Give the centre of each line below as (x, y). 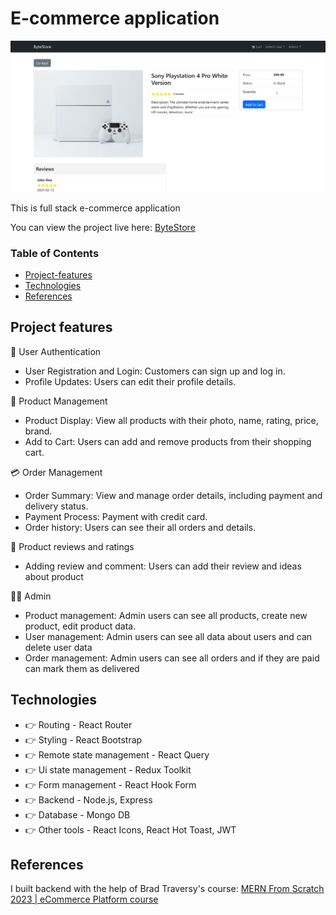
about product (54, 576)
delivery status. (56, 506)
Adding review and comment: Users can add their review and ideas (163, 566)
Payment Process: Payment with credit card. (116, 516)
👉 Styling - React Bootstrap (83, 739)
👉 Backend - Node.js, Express (88, 799)
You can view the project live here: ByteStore (103, 227)
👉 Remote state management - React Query (117, 754)
